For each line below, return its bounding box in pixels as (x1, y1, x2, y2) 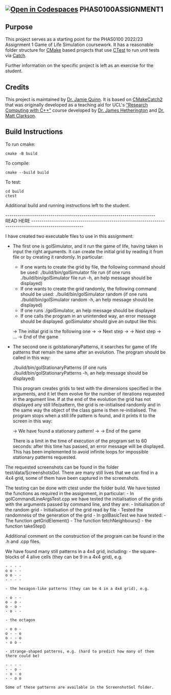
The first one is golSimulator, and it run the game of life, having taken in (12, 243, 163, 249)
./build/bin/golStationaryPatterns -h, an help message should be (12, 370, 148, 376)
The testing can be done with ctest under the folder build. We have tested (5, 485, 160, 491)
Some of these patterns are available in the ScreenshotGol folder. (5, 685, 154, 690)
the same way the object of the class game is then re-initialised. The (12, 407, 157, 413)
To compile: (5, 160, 30, 166)
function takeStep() (5, 523, 46, 529)
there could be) (5, 653, 40, 659)
